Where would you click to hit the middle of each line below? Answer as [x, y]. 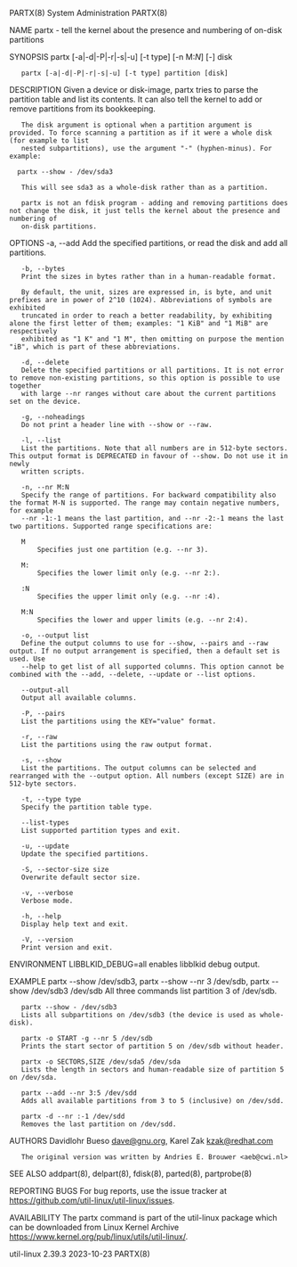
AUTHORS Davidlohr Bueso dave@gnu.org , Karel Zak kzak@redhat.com [141, 1141]
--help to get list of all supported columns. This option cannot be [153, 667]
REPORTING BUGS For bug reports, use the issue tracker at [118, 1191]
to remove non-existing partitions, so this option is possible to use [144, 378]
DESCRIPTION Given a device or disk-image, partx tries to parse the [134, 90]
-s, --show [41, 761]
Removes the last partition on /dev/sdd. [99, 1124]
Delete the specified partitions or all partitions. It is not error [153, 370]
